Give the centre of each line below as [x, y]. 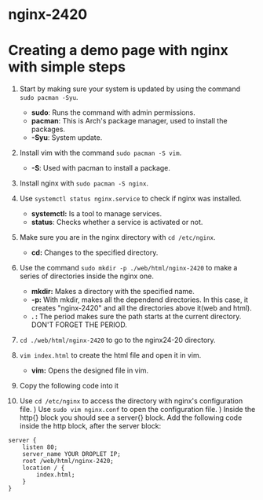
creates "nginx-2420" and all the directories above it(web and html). [142, 308]
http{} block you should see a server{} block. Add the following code [131, 417]
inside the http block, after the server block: [90, 426]
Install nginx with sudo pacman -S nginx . [84, 183]
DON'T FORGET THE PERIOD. [79, 325]
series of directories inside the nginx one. [87, 276]
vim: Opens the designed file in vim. [90, 370]
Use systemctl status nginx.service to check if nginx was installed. [130, 199]
